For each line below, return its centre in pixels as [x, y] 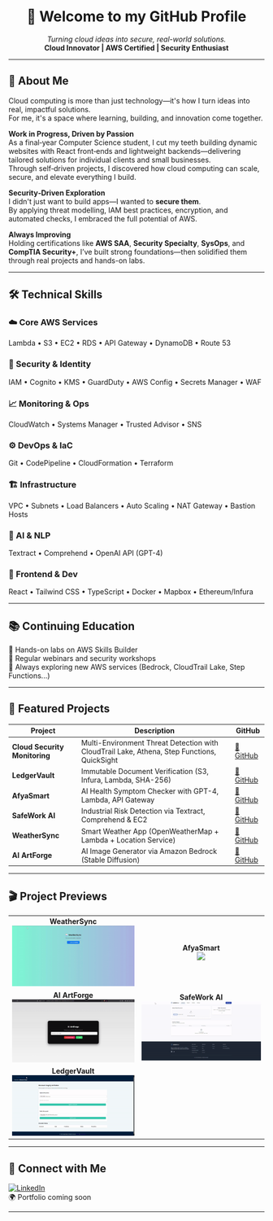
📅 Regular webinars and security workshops [82, 659]
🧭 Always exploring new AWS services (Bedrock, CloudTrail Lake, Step [127, 667]
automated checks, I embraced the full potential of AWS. [103, 218]
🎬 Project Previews [58, 896]
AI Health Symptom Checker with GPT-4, [150, 791]
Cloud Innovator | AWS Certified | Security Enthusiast [136, 47]
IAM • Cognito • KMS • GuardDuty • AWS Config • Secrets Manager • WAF [135, 382]
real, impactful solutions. [50, 109]
